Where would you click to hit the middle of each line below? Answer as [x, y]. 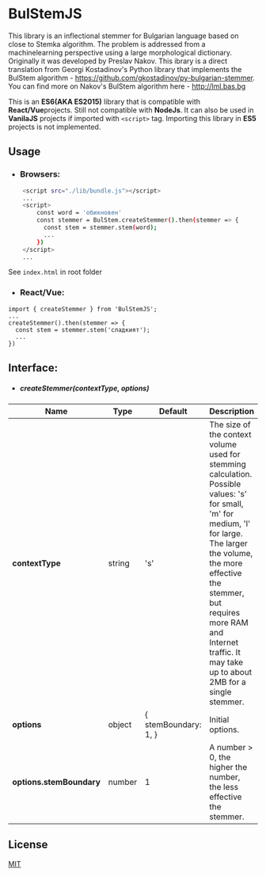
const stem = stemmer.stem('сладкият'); [83, 329]
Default [173, 411]
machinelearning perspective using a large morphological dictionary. [120, 52]
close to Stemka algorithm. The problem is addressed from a [107, 44]
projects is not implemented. [55, 127]
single [220, 692]
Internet [224, 642]
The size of [230, 425]
